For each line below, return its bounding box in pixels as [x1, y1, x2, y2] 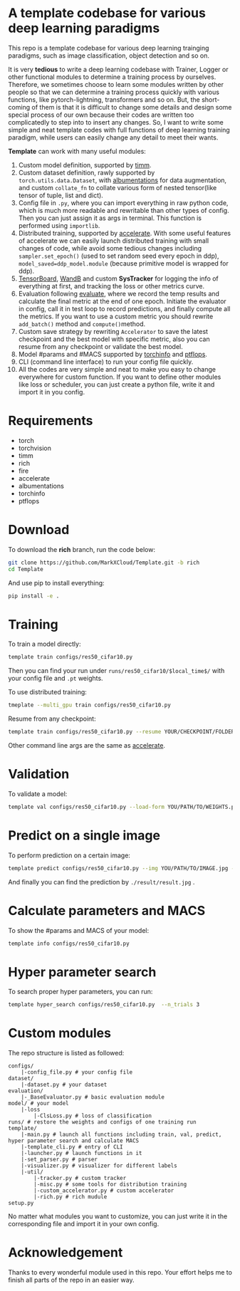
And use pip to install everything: [8, 578, 105, 587]
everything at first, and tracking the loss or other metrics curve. [18, 281, 205, 290]
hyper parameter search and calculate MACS [8, 1137, 140, 1144]
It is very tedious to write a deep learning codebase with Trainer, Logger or [8, 65, 229, 73]
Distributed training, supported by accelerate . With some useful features [18, 229, 231, 237]
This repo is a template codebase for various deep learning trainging [8, 43, 209, 52]
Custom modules [8, 1025, 111, 1041]
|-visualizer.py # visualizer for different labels [21, 1162, 177, 1169]
